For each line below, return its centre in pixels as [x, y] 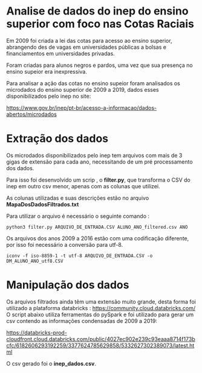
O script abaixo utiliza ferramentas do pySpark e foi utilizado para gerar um [100, 314]
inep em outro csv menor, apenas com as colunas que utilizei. [83, 186]
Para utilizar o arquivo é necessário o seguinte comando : [78, 216]
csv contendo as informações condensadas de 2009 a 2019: [82, 320]
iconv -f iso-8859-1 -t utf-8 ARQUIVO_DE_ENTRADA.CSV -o [80, 256]
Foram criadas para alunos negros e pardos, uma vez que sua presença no [100, 65]
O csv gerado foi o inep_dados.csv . [51, 363]
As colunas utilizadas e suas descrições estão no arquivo [78, 198]
